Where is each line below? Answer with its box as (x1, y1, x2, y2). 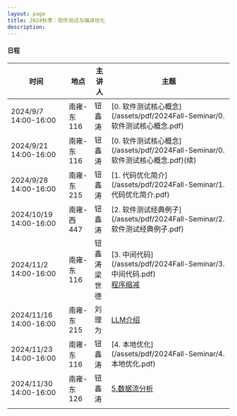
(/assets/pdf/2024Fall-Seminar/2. (111, 214, 225, 224)
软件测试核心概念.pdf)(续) (111, 155, 197, 165)
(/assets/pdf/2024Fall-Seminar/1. (111, 179, 225, 189)
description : (7, 23, 46, 30)
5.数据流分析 (111, 384, 154, 393)
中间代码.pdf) (111, 269, 156, 279)
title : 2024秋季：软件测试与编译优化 (7, 17, 106, 24)
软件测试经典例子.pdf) (111, 224, 184, 233)
